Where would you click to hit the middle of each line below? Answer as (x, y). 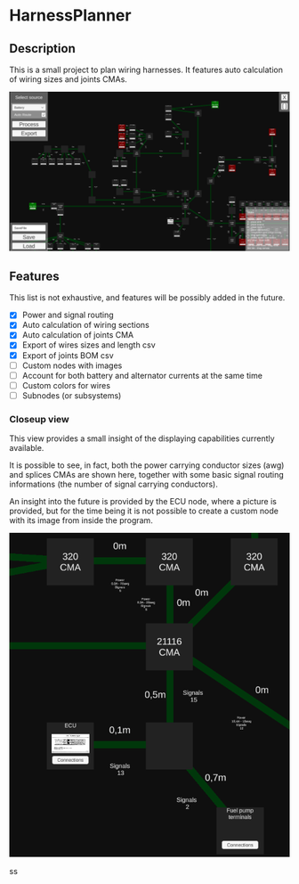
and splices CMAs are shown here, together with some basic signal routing (147, 475)
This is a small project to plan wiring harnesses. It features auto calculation (146, 70)
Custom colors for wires (66, 385)
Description (42, 49)
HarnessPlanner (70, 16)
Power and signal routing (68, 315)
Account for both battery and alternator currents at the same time (142, 375)
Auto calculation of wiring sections (85, 325)
